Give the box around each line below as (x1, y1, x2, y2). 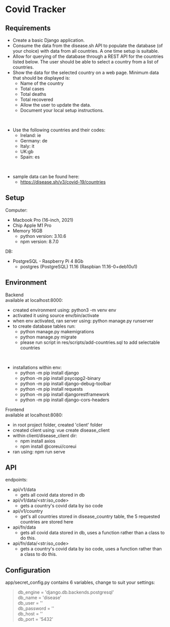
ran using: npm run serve (12, 448, 65, 455)
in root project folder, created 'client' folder (12, 422, 103, 428)
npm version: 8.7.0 (20, 238, 59, 245)
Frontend (5, 406, 24, 412)
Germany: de (20, 138, 48, 144)
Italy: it (20, 143, 35, 149)
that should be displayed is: (12, 75, 70, 81)
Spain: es (20, 154, 40, 160)
